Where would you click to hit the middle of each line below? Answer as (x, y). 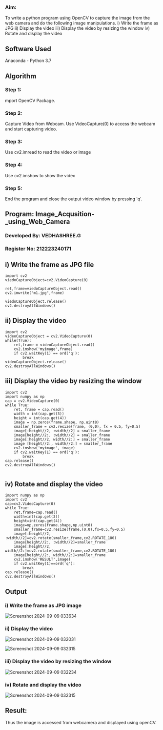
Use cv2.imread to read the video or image (48, 152)
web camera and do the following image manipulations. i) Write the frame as (82, 23)
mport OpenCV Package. (30, 100)
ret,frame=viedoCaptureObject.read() (43, 289)
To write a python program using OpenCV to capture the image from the (78, 18)
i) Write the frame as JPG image (43, 605)
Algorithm (21, 76)
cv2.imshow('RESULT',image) (42, 560)
